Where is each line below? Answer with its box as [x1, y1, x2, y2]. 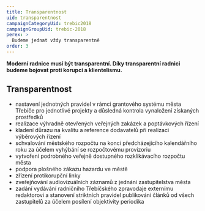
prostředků [15, 113, 43, 120]
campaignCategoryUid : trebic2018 [6, 20, 92, 26]
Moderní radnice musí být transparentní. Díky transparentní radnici [6, 59, 181, 67]
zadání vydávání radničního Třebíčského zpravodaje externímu [15, 185, 174, 192]
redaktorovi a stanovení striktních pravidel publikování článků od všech [15, 191, 195, 199]
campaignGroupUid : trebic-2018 [6, 26, 86, 32]
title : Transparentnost [6, 9, 67, 15]
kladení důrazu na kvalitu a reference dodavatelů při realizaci [15, 126, 170, 133]
